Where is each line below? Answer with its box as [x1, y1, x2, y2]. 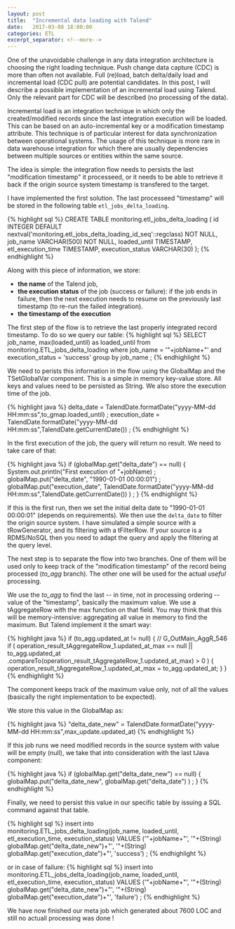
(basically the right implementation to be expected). [7, 693, 156, 701]
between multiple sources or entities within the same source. [7, 152, 184, 160]
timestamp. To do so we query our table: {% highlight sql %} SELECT [7, 331, 207, 339]
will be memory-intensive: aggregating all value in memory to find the [7, 613, 208, 621]
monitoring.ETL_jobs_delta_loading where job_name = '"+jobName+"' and [7, 346, 222, 354]
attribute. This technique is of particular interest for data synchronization [7, 129, 217, 138]
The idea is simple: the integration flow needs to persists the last [7, 165, 194, 174]
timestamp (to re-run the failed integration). [17, 302, 144, 310]
